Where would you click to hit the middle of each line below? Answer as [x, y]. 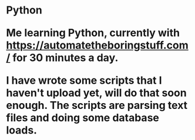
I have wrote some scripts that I [84, 81]
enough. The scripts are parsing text [97, 105]
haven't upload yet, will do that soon [96, 93]
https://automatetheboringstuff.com [97, 45]
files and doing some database [83, 118]
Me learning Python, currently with [93, 33]
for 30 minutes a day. [65, 58]
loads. [21, 130]
